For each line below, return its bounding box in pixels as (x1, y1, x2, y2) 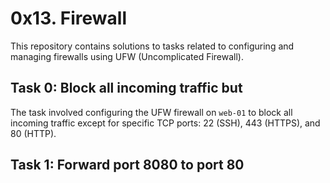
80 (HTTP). (10, 127, 57, 139)
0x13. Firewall (10, 7, 128, 30)
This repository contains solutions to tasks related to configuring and (10, 40, 295, 52)
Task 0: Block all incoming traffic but (10, 80, 243, 97)
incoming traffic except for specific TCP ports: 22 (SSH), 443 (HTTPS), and (10, 117, 321, 129)
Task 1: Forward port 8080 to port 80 (10, 157, 245, 174)
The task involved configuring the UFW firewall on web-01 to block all (10, 106, 293, 118)
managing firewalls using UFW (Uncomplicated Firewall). (10, 50, 245, 62)
